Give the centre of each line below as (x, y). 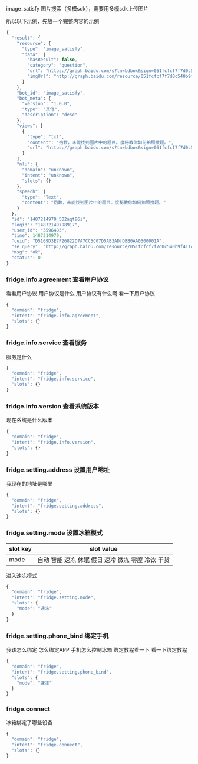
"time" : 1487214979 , (37, 236)
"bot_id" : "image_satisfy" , (51, 93)
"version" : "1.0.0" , (47, 104)
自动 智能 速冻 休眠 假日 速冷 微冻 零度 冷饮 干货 (103, 560)
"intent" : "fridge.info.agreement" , (56, 316)
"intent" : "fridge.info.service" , (54, 379)
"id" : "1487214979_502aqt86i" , (50, 219)
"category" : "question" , (58, 66)
